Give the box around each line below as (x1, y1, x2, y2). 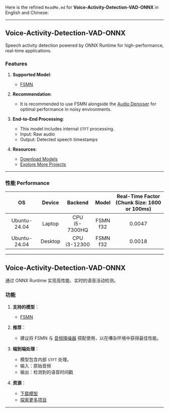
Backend (67, 199, 89, 206)
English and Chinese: (5, 10, 49, 16)
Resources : (12, 146, 37, 153)
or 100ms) (125, 205, 152, 213)
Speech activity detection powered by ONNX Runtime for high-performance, (5, 42, 164, 48)
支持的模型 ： (12, 304, 39, 310)
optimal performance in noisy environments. (20, 106, 112, 112)
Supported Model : (12, 72, 51, 78)
